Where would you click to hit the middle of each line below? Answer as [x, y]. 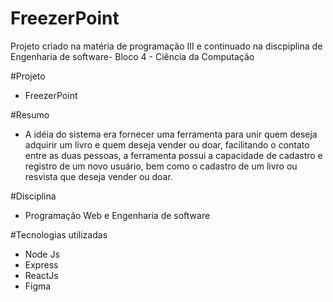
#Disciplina [33, 196]
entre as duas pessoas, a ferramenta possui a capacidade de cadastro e [173, 155]
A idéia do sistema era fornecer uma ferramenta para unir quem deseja [171, 134]
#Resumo [30, 114]
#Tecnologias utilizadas [59, 234]
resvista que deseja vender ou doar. [98, 176]
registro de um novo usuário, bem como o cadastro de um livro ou [161, 166]
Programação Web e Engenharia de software [117, 215]
